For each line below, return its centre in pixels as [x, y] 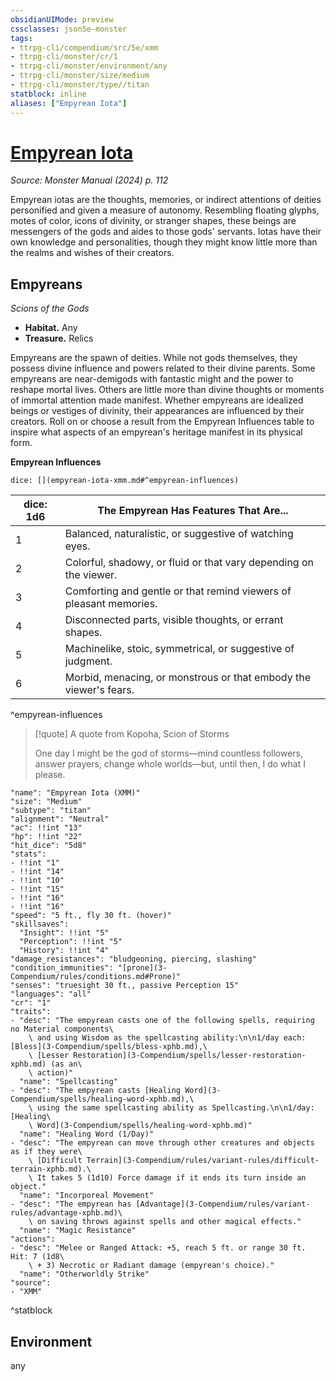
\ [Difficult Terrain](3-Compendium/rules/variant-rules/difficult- [174, 1161]
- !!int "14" [37, 872]
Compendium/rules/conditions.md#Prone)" [96, 977]
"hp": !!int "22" [46, 837]
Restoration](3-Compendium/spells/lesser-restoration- [190, 1056]
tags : [21, 38]
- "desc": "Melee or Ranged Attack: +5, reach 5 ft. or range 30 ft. [158, 1248]
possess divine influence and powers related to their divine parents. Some [163, 368]
